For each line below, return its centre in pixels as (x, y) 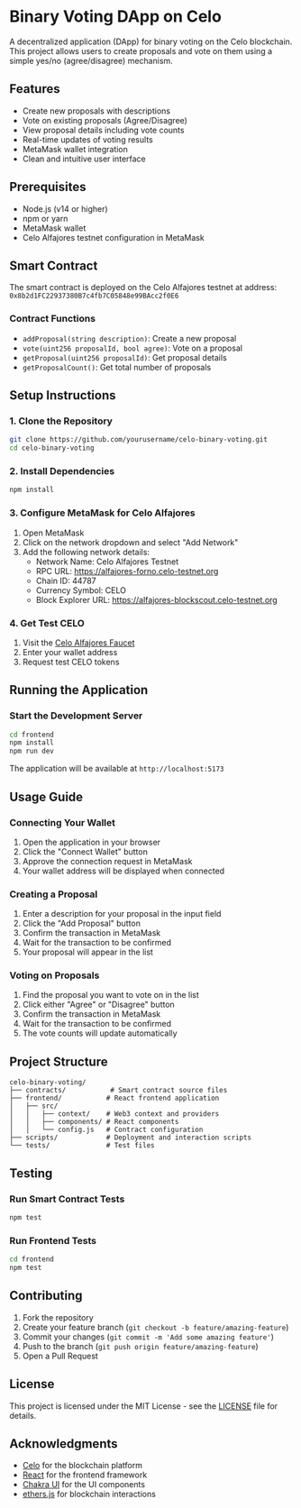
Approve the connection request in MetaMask (107, 861)
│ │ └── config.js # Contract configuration (106, 1130)
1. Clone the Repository (61, 421)
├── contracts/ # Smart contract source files (119, 1091)
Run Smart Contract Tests (67, 1199)
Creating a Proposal (54, 894)
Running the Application (79, 690)
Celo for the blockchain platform (82, 1466)
